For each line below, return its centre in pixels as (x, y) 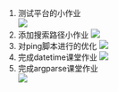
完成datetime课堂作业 (58, 57)
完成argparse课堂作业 (58, 68)
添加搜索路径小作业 (53, 35)
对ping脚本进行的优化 (57, 46)
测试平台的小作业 (49, 13)
